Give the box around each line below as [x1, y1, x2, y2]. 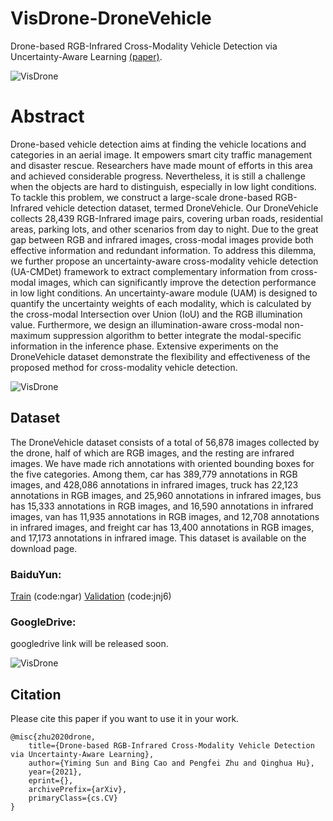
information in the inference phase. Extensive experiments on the [10, 340, 279, 352]
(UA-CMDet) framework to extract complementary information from [10, 265, 289, 277]
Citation [10, 686, 62, 703]
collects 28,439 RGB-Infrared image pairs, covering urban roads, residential [10, 212, 323, 224]
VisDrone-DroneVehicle [10, 7, 212, 30]
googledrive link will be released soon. [10, 638, 169, 650]
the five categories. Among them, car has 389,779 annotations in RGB [10, 468, 298, 480]
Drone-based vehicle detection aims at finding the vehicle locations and [10, 138, 307, 150]
